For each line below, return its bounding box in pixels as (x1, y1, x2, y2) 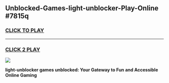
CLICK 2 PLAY (5, 46, 40, 53)
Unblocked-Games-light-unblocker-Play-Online (5, 4, 159, 13)
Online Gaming (5, 72, 37, 78)
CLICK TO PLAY (5, 27, 44, 34)
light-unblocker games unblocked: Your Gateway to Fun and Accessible (5, 66, 158, 72)
